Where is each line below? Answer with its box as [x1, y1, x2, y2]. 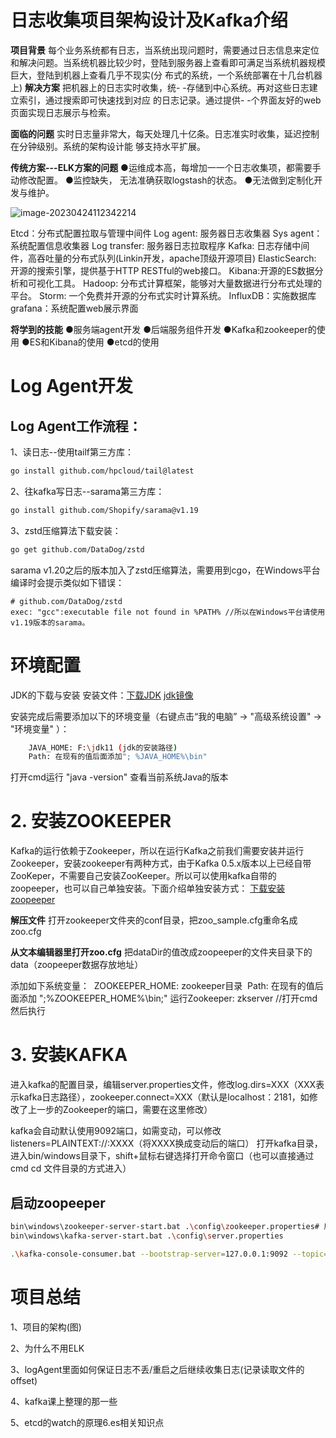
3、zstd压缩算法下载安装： [10, 524, 122, 536]
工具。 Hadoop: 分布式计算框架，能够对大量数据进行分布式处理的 [53, 277, 323, 289]
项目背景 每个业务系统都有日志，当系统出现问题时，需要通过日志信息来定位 [10, 44, 320, 56]
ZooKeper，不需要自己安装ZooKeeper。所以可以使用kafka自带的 [10, 870, 277, 882]
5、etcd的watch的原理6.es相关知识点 [10, 1416, 165, 1428]
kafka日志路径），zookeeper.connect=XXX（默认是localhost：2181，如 [18, 1091, 310, 1103]
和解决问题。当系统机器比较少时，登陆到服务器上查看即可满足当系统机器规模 [10, 56, 326, 68]
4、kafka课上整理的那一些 [10, 1395, 118, 1407]
